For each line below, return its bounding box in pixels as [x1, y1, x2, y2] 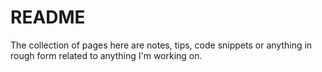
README [10, 6, 86, 29]
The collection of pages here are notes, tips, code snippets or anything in [10, 39, 313, 51]
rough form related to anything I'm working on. [10, 49, 203, 61]
